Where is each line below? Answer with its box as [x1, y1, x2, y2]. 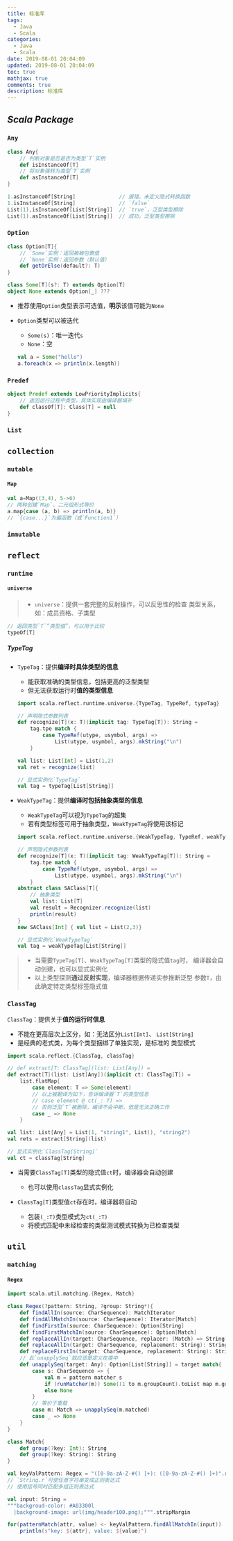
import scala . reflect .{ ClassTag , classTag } [7, 1052, 135, 1059]
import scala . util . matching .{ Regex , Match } [7, 1291, 135, 1298]
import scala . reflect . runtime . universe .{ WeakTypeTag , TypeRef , [17, 834, 205, 841]
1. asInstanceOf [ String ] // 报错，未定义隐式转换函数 [7, 193, 191, 200]
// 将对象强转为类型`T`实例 [19, 168, 90, 175]
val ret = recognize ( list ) [17, 764, 96, 770]
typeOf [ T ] [7, 629, 36, 636]
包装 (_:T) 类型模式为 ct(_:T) [27, 1212, 108, 1220]
